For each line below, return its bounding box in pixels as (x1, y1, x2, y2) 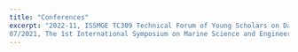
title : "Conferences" (9, 12, 90, 22)
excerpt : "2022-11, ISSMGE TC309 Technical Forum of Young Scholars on (9, 21, 279, 30)
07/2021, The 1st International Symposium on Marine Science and (9, 29, 255, 38)
